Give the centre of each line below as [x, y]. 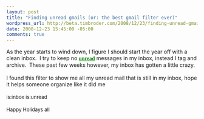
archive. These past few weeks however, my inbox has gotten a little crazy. [101, 65]
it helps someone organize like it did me [56, 84]
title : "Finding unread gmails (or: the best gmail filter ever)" [92, 18]
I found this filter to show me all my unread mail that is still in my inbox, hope [102, 78]
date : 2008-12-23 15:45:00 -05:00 [50, 29]
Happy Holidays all [28, 110]
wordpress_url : [25, 23]
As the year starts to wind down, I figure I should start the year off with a [97, 52]
